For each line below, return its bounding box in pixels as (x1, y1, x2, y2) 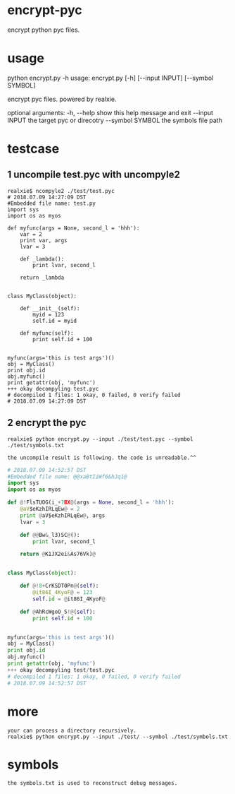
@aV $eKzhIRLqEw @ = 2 (20, 506, 80, 513)
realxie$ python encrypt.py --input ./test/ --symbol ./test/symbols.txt (7, 733, 229, 740)
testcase (7, 141, 60, 157)
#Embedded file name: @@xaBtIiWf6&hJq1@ (7, 473, 128, 480)
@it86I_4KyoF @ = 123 (32, 589, 93, 596)
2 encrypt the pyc (7, 417, 87, 429)
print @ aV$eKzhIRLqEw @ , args (20, 511, 106, 519)
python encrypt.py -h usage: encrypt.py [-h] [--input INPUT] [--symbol (7, 73, 214, 82)
